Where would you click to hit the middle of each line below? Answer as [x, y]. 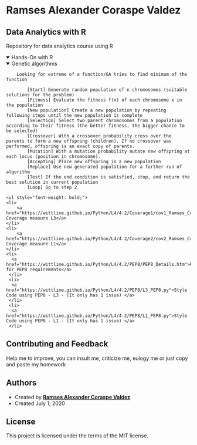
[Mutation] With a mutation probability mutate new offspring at [109, 151]
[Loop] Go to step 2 [52, 187]
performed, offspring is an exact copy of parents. [70, 146]
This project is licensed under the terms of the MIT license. [77, 436]
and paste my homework [36, 364]
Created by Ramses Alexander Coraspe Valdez [72, 397]
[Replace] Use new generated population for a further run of [105, 167]
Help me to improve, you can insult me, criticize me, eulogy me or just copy [97, 358]
